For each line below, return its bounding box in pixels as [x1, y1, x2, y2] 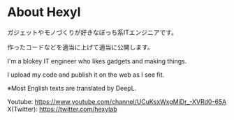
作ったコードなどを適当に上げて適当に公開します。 [7, 43, 154, 51]
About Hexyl [7, 4, 81, 20]
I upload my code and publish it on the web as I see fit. [7, 70, 165, 79]
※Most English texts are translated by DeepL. [7, 84, 137, 92]
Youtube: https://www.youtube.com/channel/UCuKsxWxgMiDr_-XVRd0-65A [7, 97, 227, 105]
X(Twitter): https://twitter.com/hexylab [7, 105, 117, 113]
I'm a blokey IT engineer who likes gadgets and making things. [7, 57, 187, 65]
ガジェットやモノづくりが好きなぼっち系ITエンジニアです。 [7, 28, 178, 36]
